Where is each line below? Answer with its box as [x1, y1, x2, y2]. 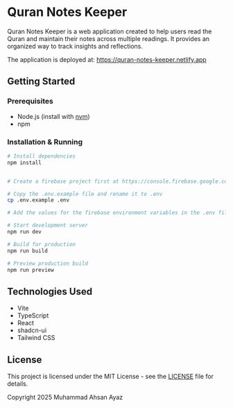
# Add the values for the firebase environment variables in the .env [7, 209, 216, 216]
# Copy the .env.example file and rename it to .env [7, 190, 163, 197]
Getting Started [7, 76, 76, 88]
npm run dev [7, 229, 42, 236]
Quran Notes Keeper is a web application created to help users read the [7, 27, 212, 35]
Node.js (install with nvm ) [17, 112, 90, 120]
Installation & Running [7, 137, 83, 147]
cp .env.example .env [7, 197, 70, 204]
